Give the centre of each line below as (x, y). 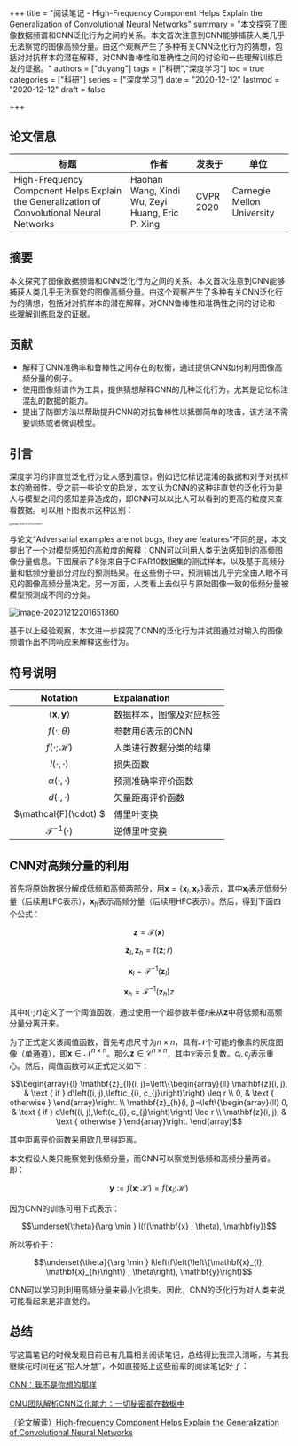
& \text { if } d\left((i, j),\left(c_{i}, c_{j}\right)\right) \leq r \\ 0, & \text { (149, 1093)
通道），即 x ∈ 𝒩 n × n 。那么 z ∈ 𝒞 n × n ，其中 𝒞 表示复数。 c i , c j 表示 (149, 1053)
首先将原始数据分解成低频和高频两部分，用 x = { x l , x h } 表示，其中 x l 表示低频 (145, 890)
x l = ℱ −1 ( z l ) (149, 971)
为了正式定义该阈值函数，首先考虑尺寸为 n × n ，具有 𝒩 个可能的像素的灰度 (143, 1041)
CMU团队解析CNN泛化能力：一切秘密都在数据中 (97, 1403)
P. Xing (145, 224)
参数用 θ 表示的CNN (153, 732)
